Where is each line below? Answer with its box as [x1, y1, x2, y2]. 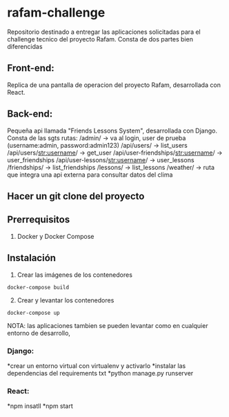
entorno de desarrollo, [7, 329, 71, 337]
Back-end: [7, 108, 53, 120]
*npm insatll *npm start [7, 402, 74, 410]
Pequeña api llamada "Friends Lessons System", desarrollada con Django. [7, 126, 217, 135]
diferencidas [7, 42, 43, 50]
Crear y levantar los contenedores [17, 295, 114, 304]
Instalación [7, 252, 57, 264]
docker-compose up [7, 309, 60, 316]
